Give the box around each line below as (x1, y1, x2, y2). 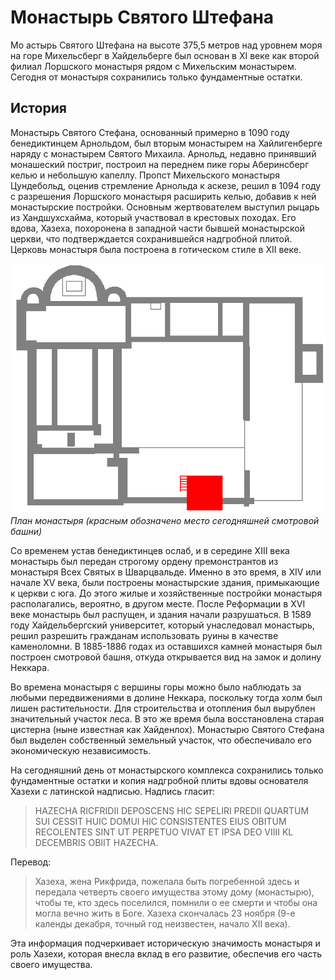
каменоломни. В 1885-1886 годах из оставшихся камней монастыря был (10, 640, 323, 652)
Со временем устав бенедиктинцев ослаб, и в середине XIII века (10, 544, 290, 556)
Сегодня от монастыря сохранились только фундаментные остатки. (10, 71, 303, 83)
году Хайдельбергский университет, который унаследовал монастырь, (10, 619, 315, 631)
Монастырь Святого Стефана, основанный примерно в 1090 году (10, 126, 290, 138)
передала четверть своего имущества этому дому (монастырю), (34, 886, 315, 898)
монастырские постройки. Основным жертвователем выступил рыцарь (10, 201, 320, 213)
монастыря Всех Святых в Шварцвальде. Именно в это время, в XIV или (10, 566, 322, 578)
